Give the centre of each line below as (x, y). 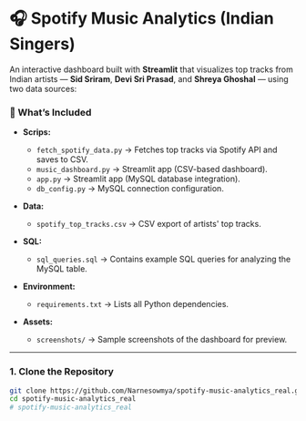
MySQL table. (62, 269)
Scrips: (37, 132)
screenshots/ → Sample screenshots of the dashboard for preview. (162, 340)
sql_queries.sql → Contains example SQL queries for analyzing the (163, 259)
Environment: (49, 287)
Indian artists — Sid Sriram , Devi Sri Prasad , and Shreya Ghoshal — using (149, 78)
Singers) (42, 44)
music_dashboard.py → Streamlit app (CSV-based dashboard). (152, 169)
